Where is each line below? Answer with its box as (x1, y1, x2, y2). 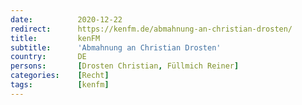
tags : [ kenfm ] (10, 80, 110, 90)
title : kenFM (10, 33, 101, 43)
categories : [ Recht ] (10, 71, 110, 81)
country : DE (10, 52, 87, 62)
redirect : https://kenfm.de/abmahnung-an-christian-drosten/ (10, 24, 293, 34)
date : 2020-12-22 (10, 14, 123, 25)
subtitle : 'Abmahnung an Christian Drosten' (10, 42, 222, 53)
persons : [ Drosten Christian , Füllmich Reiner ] (10, 61, 240, 71)
